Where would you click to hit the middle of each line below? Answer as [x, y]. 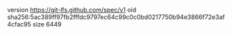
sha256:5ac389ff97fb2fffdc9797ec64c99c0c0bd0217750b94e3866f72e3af [116, 17]
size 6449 [47, 24]
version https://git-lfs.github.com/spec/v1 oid [72, 10]
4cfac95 [19, 24]
